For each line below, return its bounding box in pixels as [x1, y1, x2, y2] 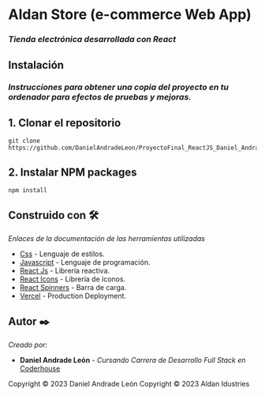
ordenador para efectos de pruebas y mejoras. [8, 92, 192, 103]
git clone [8, 137, 41, 145]
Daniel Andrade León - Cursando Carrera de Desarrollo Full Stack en [19, 355, 246, 364]
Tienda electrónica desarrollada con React [8, 34, 176, 45]
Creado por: [8, 340, 48, 349]
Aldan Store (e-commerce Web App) [8, 6, 252, 24]
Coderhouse [19, 364, 61, 373]
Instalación [8, 58, 65, 72]
